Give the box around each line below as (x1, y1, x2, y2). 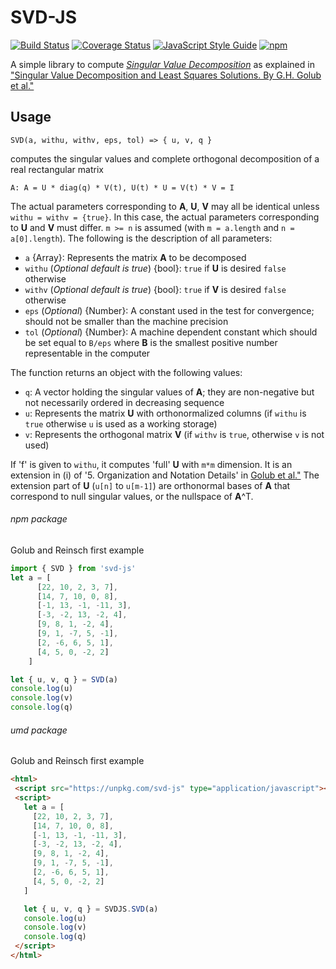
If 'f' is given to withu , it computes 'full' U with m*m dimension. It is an (10, 458, 293, 470)
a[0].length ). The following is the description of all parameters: (10, 232, 273, 244)
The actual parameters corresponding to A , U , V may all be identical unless (10, 200, 320, 212)
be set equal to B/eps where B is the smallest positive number (24, 336, 278, 348)
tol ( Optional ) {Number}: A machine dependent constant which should (24, 326, 318, 338)
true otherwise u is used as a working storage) (24, 417, 218, 430)
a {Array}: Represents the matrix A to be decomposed (24, 251, 247, 263)
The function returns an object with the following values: (10, 366, 243, 378)
